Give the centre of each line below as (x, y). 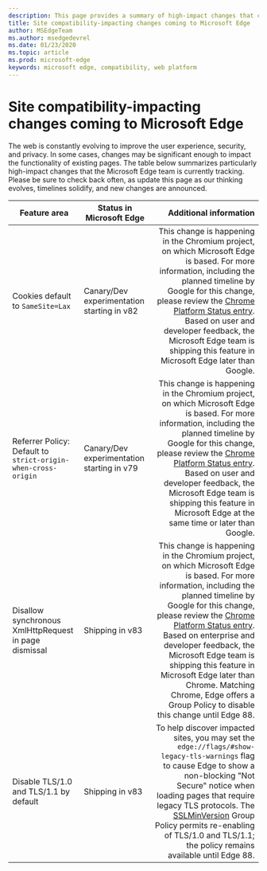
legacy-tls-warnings (200, 756)
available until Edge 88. (211, 855)
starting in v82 (110, 311)
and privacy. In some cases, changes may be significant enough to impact (130, 154)
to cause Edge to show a (209, 765)
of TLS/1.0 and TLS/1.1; (209, 835)
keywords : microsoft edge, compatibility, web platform (103, 68)
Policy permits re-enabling (205, 825)
